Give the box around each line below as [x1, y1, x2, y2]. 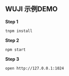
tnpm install [5, 28, 33, 33]
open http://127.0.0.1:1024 [5, 65, 64, 71]
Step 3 [5, 56, 19, 62]
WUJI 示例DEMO [5, 5, 58, 14]
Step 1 [5, 18, 19, 24]
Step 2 [5, 37, 19, 43]
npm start [5, 47, 26, 52]
